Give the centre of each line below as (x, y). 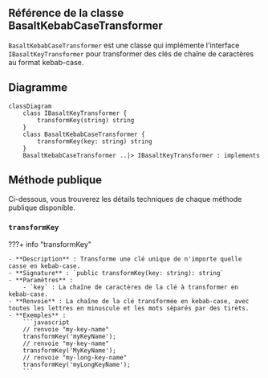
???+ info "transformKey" (50, 244)
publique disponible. (42, 207)
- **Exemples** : (37, 315)
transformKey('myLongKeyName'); (77, 364)
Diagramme (38, 88)
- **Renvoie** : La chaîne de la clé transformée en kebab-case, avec (129, 301)
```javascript (46, 322)
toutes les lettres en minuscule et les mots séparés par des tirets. (129, 308)
